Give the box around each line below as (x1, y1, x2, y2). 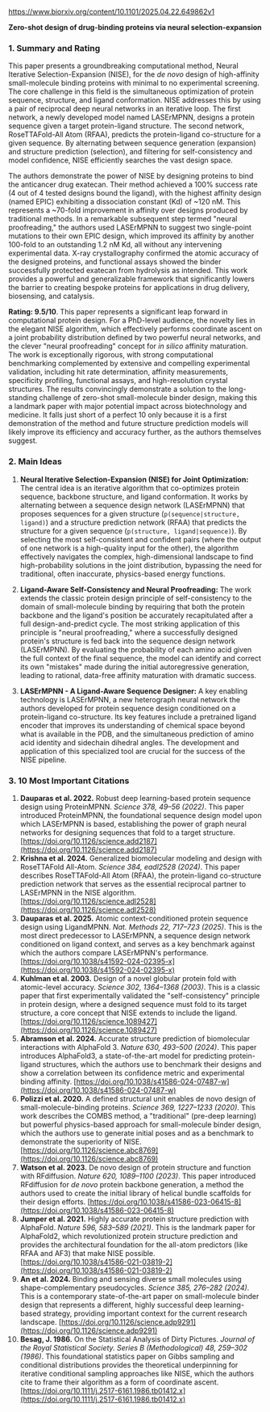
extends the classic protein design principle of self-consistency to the (19, 593, 252, 603)
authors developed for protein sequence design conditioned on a (19, 703, 236, 713)
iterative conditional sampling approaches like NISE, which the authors (19, 1368, 255, 1378)
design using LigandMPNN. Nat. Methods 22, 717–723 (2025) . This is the (19, 921, 263, 932)
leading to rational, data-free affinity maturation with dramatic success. (19, 670, 256, 680)
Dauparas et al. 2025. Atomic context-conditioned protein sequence (19, 913, 248, 923)
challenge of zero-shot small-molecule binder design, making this (39, 393, 258, 403)
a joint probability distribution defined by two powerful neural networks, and (8, 333, 261, 343)
